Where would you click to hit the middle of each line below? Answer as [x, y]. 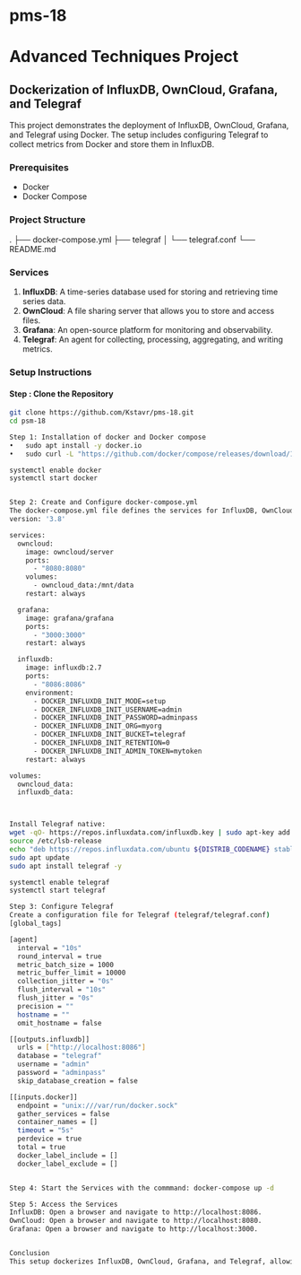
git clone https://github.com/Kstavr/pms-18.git [102, 413]
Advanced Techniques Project [124, 57]
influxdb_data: [46, 792]
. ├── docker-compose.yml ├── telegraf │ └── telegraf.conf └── [132, 240]
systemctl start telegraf [57, 891]
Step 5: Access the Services [64, 1204]
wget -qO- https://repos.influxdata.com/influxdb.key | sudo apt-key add [150, 833]
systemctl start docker [54, 478]
